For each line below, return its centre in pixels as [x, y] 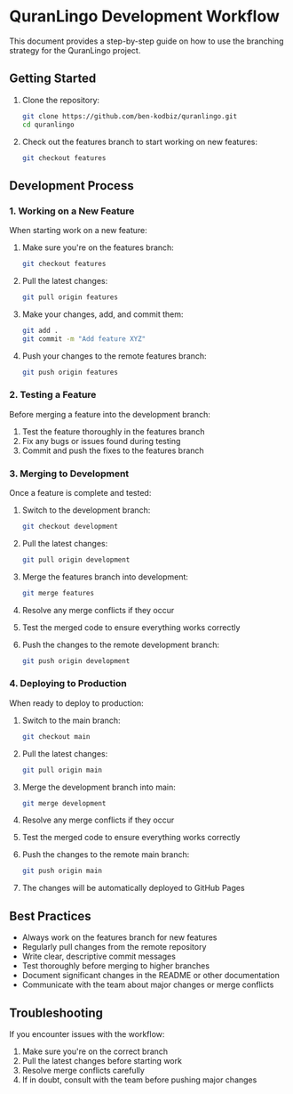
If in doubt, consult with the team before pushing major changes [139, 1080]
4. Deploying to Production [68, 684]
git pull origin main [62, 770]
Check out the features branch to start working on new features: [139, 142]
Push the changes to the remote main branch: [106, 855]
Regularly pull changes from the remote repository [114, 947]
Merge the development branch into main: [99, 787]
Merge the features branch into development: [105, 577]
